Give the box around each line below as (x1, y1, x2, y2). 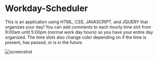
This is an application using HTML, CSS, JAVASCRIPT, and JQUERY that (5, 19, 148, 25)
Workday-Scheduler (5, 3, 88, 14)
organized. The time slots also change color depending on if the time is (5, 34, 146, 40)
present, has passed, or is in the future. (5, 39, 84, 45)
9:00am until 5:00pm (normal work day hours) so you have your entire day (5, 29, 153, 35)
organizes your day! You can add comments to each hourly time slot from (5, 24, 151, 29)
